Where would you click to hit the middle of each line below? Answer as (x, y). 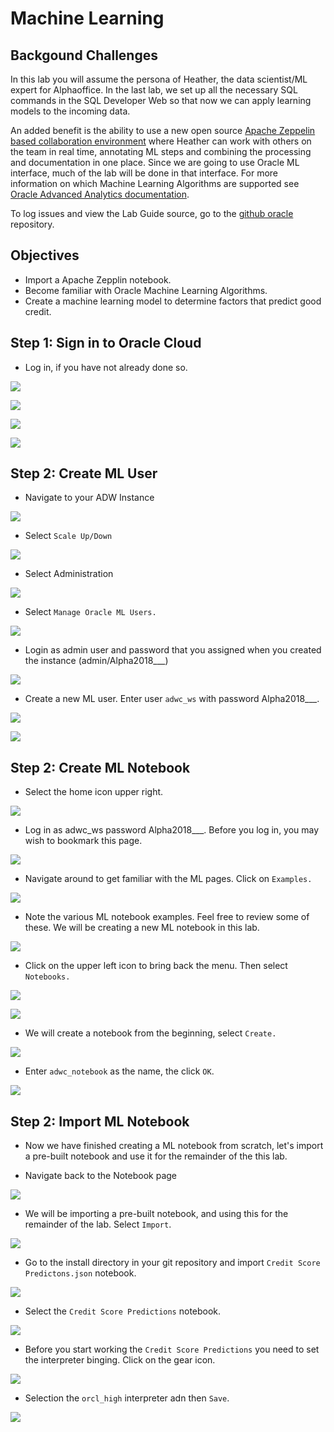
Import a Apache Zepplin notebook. (98, 279)
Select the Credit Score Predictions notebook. (123, 1311)
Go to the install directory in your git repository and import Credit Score (172, 1263)
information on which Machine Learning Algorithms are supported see (155, 183)
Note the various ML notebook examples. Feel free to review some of (167, 917)
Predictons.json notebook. (80, 1273)
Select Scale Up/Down (68, 536)
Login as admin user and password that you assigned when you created (173, 650)
